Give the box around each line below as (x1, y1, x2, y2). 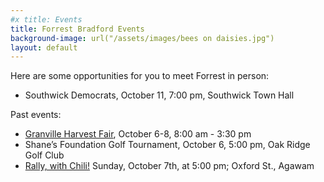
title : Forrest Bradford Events (10, 24, 145, 34)
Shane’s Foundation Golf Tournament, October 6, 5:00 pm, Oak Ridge (24, 139, 311, 151)
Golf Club (24, 149, 65, 161)
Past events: (10, 109, 62, 121)
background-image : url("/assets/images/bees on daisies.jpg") (10, 33, 275, 43)
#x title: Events (10, 14, 83, 25)
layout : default (10, 42, 78, 53)
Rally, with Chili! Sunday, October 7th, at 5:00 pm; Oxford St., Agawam (24, 160, 315, 172)
